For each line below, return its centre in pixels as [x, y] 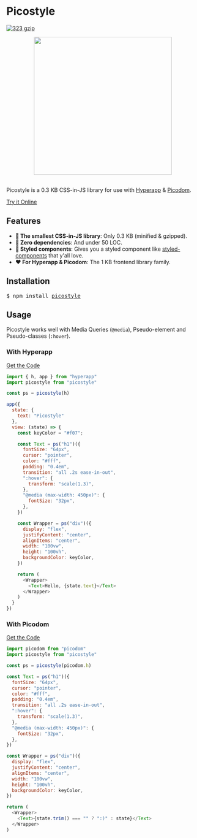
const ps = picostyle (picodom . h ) [49, 666]
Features [24, 221]
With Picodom [28, 624]
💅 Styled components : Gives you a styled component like [88, 249]
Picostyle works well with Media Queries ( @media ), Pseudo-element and [96, 330]
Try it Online [22, 202]
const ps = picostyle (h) [38, 394]
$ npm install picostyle [43, 296]
